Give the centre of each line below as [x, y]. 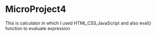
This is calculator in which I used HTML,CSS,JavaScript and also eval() [78, 23]
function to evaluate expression [38, 28]
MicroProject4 [36, 9]
